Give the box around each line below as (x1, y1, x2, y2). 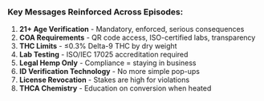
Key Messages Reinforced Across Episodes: (7, 6, 184, 17)
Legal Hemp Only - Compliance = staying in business (18, 58, 197, 68)
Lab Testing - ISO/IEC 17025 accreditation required (18, 50, 189, 60)
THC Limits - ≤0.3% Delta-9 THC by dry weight (18, 41, 177, 51)
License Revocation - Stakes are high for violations (18, 75, 190, 85)
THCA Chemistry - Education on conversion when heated (18, 84, 212, 93)
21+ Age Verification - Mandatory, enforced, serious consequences (18, 25, 245, 34)
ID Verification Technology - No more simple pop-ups (18, 67, 200, 76)
